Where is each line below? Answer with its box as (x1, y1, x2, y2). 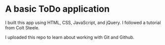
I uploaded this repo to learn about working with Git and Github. (5, 34, 135, 40)
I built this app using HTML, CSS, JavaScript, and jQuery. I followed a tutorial (5, 20, 161, 25)
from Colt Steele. (5, 24, 40, 30)
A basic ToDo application (5, 3, 110, 15)
